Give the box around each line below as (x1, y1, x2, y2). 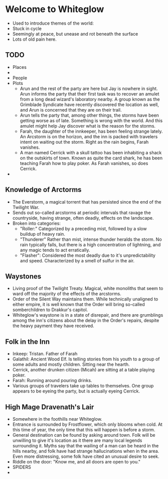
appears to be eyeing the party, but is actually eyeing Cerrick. (12, 388, 140, 394)
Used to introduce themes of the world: (12, 20, 94, 26)
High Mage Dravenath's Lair (5, 403, 94, 411)
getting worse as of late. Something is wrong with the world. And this (20, 117, 163, 124)
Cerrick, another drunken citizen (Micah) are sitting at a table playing (12, 367, 155, 373)
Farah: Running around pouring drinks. (12, 377, 92, 384)
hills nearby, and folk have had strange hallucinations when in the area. (12, 448, 159, 454)
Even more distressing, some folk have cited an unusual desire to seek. (12, 453, 159, 459)
